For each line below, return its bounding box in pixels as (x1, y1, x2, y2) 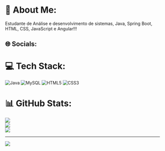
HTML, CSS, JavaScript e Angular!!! (5, 25, 77, 31)
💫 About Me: (5, 4, 57, 16)
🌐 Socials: (5, 40, 37, 48)
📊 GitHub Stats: (5, 98, 72, 109)
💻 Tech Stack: (5, 61, 66, 71)
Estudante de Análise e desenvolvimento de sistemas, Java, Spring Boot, (5, 21, 153, 26)
